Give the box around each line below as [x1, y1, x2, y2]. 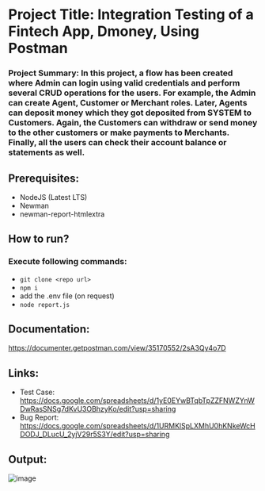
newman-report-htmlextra [19, 209, 105, 219]
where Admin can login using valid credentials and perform [8, 78, 240, 89]
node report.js [19, 301, 70, 309]
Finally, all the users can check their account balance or [8, 137, 227, 148]
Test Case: [19, 387, 55, 397]
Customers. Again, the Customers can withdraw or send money [8, 117, 258, 129]
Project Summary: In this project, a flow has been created [8, 67, 233, 79]
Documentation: [8, 323, 90, 336]
